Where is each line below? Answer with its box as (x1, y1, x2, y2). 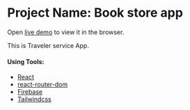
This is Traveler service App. (7, 41, 89, 49)
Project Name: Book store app (7, 5, 183, 21)
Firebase (17, 88, 43, 96)
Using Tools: (7, 57, 45, 65)
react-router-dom (17, 80, 68, 88)
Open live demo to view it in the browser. (7, 28, 125, 36)
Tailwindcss (17, 95, 52, 104)
